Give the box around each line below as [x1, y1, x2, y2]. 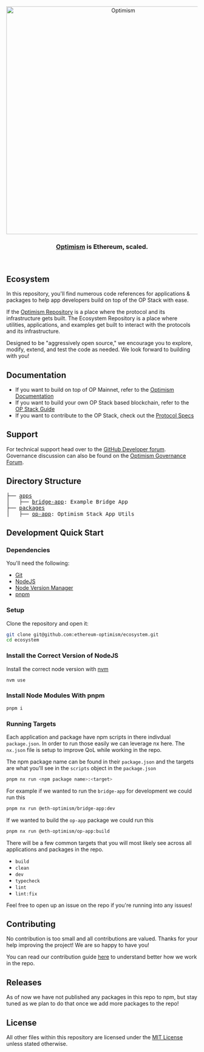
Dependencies [6, 545, 50, 554]
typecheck [15, 878, 41, 884]
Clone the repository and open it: [6, 620, 89, 627]
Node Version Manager [15, 584, 73, 592]
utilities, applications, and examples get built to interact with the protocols [6, 321, 191, 329]
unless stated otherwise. [6, 1040, 68, 1047]
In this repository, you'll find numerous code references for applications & [6, 290, 190, 298]
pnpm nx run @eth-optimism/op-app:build [6, 828, 110, 834]
